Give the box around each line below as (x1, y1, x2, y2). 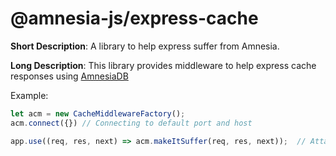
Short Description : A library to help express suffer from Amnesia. (10, 40, 280, 52)
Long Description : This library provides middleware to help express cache (10, 59, 317, 71)
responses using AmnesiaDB (10, 70, 129, 82)
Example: (10, 89, 49, 101)
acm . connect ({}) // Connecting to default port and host (10, 118, 253, 128)
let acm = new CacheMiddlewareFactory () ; (10, 108, 186, 119)
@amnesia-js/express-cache (10, 7, 259, 30)
